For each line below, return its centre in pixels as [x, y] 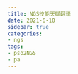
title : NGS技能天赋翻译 [39, 14]
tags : [15, 47]
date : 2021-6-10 [31, 20]
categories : [25, 33]
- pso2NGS [22, 54]
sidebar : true [28, 27]
